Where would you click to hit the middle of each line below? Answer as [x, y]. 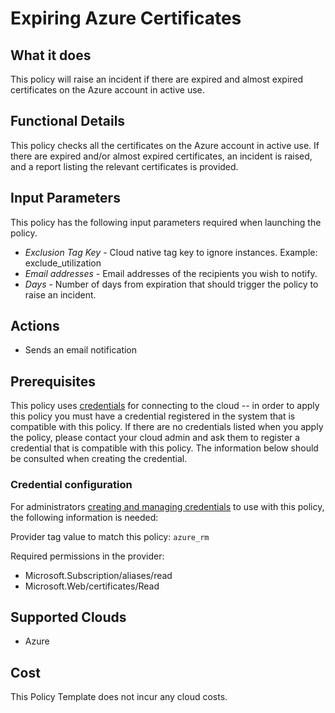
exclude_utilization [63, 263]
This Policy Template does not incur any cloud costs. [119, 697]
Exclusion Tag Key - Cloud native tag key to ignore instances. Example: [171, 252]
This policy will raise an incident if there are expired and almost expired [157, 79]
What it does [51, 55]
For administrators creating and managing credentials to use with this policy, [167, 506]
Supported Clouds [68, 617]
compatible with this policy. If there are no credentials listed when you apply [167, 427]
